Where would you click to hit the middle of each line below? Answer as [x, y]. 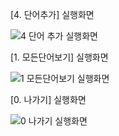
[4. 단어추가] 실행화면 [52, 14]
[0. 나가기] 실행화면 [48, 99]
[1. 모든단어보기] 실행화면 [59, 57]
